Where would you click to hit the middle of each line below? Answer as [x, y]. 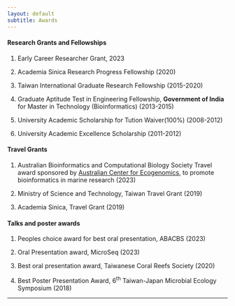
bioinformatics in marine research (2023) [77, 180]
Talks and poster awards [44, 223]
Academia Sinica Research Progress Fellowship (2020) [97, 71]
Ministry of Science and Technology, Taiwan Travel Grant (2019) [110, 193]
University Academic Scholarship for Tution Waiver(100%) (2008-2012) [120, 120]
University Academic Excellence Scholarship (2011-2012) [99, 133]
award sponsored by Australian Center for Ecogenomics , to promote [116, 172]
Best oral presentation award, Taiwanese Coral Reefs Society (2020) [116, 266]
